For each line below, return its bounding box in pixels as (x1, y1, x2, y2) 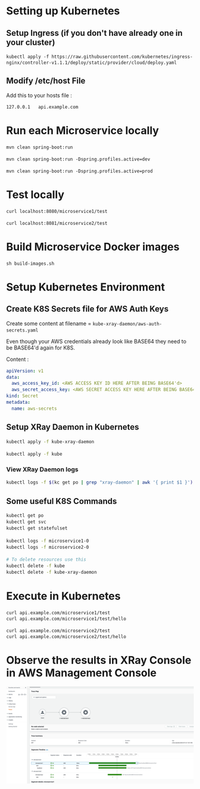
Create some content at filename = (6, 320, 92, 327)
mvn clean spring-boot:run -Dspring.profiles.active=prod (6, 168, 153, 174)
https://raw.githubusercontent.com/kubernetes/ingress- (51, 54, 193, 60)
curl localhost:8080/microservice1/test (6, 208, 108, 214)
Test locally (6, 188, 64, 201)
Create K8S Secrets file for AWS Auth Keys (6, 304, 168, 314)
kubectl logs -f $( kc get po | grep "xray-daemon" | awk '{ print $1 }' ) (6, 479, 193, 485)
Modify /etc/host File (6, 76, 86, 86)
